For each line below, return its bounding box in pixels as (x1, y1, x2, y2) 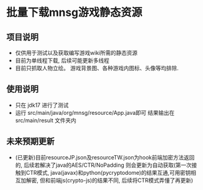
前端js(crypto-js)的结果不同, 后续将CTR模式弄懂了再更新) (50, 177, 193, 184)
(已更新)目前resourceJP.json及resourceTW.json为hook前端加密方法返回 (15, 153, 195, 161)
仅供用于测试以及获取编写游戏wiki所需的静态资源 (15, 49, 138, 56)
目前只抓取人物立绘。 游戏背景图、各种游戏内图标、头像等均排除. (15, 65, 179, 71)
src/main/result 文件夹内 (15, 117, 77, 124)
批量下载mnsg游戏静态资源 (6, 5, 143, 20)
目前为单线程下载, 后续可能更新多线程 (15, 57, 110, 64)
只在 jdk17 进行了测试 (15, 101, 69, 109)
